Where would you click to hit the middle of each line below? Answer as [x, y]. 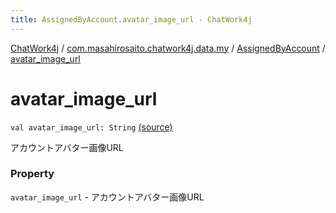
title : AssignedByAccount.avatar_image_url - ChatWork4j [131, 19]
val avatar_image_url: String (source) [91, 127]
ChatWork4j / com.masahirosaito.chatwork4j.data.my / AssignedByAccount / [168, 48]
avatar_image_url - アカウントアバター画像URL [107, 197]
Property [32, 174]
